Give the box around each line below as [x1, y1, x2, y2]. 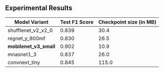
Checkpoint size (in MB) [98, 18, 157, 25]
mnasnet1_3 [7, 51, 37, 58]
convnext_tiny [7, 59, 41, 66]
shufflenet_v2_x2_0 [7, 27, 53, 34]
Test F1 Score [60, 18, 94, 25]
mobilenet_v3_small [7, 43, 55, 50]
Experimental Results [5, 4, 73, 12]
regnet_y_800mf [7, 35, 46, 41]
